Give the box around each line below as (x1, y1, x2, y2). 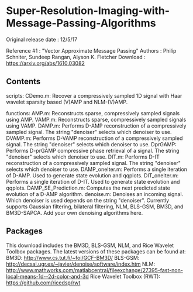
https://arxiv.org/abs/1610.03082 (6, 60, 85, 67)
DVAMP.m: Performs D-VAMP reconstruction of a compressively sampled (6, 135, 183, 142)
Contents (6, 77, 41, 87)
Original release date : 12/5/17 (6, 36, 78, 43)
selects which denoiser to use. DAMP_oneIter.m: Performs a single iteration (6, 166, 188, 173)
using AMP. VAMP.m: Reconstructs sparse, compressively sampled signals (6, 116, 187, 123)
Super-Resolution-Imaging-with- (6, 4, 170, 18)
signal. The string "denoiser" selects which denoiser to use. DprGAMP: (6, 140, 177, 147)
